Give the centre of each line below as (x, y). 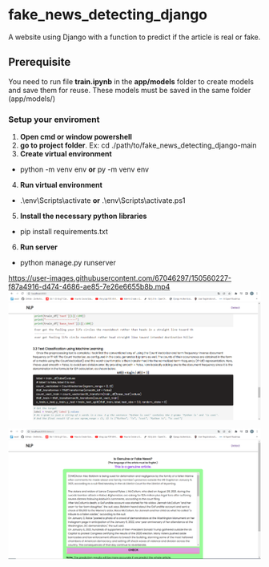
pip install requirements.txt (64, 232)
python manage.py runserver (68, 263)
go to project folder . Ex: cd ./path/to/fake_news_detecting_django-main (138, 145)
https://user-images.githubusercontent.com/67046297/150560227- (120, 278)
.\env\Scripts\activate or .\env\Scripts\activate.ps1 (102, 200)
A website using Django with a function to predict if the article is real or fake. (134, 37)
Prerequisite (40, 62)
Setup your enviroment (54, 119)
